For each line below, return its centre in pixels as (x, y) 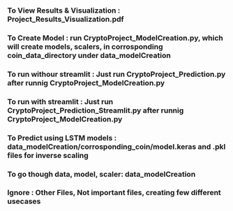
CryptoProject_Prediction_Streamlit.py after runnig (96, 110)
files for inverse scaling (48, 155)
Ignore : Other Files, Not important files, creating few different (114, 193)
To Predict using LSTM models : (62, 138)
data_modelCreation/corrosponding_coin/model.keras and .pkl (116, 147)
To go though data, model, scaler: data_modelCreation (102, 174)
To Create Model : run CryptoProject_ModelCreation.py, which (115, 38)
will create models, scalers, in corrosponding (85, 46)
